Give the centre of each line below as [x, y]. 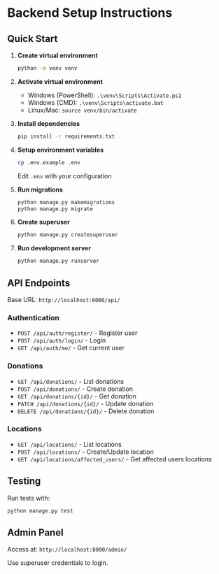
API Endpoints [39, 283]
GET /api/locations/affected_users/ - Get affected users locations [114, 459]
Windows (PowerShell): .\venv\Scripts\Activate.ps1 [105, 95]
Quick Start [33, 39]
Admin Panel [36, 532]
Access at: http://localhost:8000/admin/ [67, 550]
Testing [24, 481]
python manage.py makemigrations [66, 202]
